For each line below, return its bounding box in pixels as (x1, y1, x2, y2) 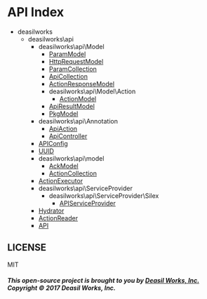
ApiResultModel (48, 102, 95, 110)
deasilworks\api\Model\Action (48, 87, 136, 95)
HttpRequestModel (48, 57, 104, 65)
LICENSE (7, 241, 47, 253)
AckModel (48, 161, 79, 170)
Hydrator (38, 206, 65, 215)
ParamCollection (48, 65, 97, 73)
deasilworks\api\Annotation (38, 117, 118, 125)
